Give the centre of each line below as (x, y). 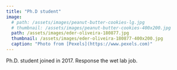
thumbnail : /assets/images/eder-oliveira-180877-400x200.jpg (87, 38)
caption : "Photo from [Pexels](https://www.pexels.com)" (82, 44)
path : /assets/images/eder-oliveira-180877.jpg (70, 33)
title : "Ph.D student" (34, 11)
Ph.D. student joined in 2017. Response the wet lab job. (72, 60)
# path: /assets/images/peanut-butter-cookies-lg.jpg (78, 22)
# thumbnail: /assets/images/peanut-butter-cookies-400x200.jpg (91, 28)
